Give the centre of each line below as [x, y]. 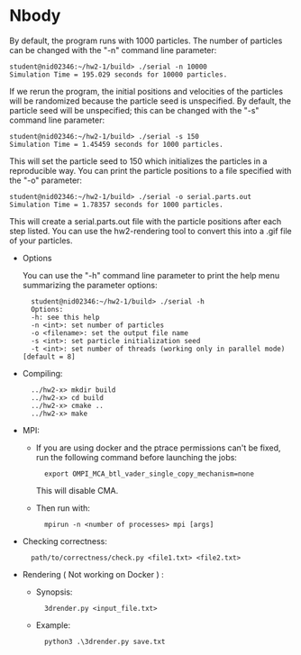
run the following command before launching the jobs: [136, 457]
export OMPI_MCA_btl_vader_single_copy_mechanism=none [149, 474]
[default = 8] [49, 357]
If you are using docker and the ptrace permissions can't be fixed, [158, 448]
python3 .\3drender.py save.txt [105, 641]
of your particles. [41, 241]
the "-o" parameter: [46, 180]
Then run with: [63, 508]
